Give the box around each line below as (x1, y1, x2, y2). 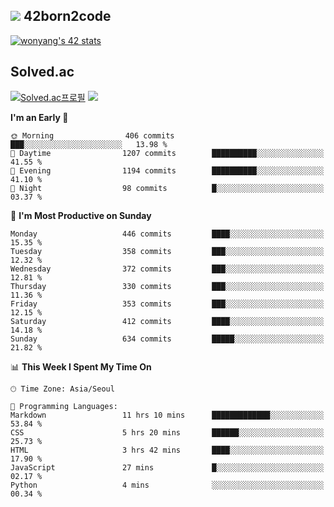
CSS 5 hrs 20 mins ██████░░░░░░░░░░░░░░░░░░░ (10, 427, 325, 438)
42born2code (23, 8, 112, 25)
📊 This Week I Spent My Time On (10, 360, 152, 373)
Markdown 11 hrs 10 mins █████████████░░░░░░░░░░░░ (10, 410, 325, 420)
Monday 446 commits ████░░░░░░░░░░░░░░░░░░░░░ (10, 229, 325, 239)
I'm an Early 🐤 (10, 111, 69, 123)
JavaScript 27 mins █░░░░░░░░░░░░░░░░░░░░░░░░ (10, 462, 325, 473)
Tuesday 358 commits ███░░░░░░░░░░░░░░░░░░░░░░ (10, 246, 325, 256)
